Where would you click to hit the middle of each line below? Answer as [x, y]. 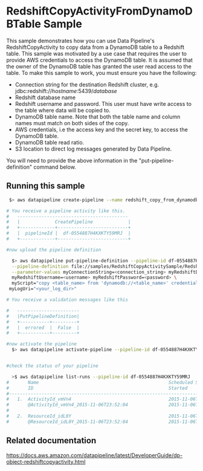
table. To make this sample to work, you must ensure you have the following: [101, 73]
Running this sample [46, 186]
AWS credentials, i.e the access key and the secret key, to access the [101, 129]
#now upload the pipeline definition [54, 250]
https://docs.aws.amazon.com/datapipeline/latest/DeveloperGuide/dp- [95, 455]
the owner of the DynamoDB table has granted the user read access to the [99, 66]
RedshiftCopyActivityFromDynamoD [100, 11]
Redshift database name [45, 97]
